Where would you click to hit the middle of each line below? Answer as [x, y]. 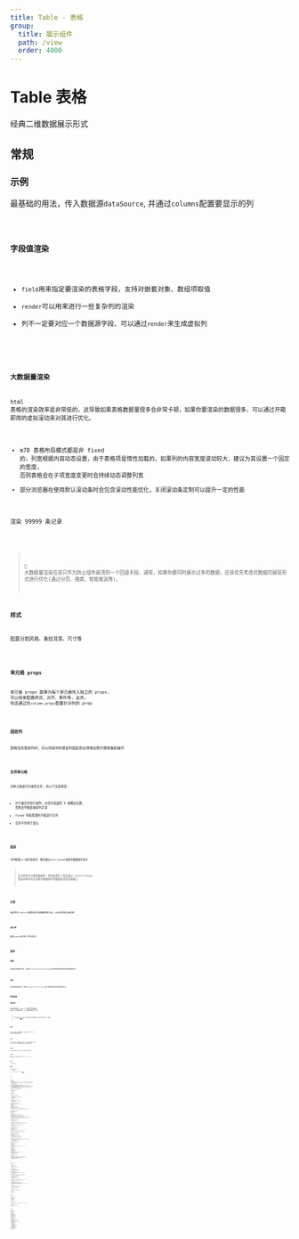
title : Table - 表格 [47, 17]
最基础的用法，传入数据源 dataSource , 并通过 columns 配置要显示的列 [132, 203]
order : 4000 [40, 51]
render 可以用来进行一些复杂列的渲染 [78, 307]
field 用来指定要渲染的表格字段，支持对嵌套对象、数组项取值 [116, 289]
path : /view [40, 42]
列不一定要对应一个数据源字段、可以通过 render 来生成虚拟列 [115, 324]
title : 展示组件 [46, 34]
